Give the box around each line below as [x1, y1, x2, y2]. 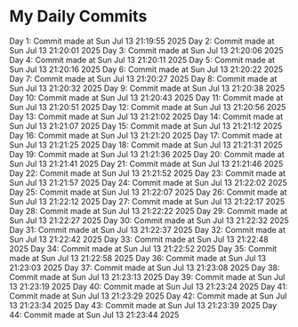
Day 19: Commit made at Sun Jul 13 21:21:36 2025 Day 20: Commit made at [9, 148, 285, 159]
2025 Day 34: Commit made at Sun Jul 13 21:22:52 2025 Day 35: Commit [9, 243, 278, 254]
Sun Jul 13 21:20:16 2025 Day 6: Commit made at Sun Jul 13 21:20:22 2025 [9, 64, 284, 75]
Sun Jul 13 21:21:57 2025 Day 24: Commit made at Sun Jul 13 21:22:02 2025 [9, 177, 287, 187]
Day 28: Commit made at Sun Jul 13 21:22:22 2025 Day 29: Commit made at [9, 205, 287, 216]
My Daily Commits [9, 6, 148, 27]
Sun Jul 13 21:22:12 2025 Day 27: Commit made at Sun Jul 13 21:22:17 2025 [9, 195, 286, 206]
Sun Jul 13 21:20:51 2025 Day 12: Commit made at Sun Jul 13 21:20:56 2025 [9, 101, 286, 112]
